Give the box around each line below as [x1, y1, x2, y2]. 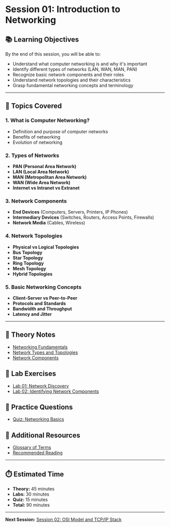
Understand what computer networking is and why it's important [12, 61, 148, 67]
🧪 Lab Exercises [5, 370, 57, 378]
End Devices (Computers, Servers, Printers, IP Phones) [12, 209, 128, 215]
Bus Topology [12, 249, 42, 255]
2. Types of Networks [5, 152, 60, 159]
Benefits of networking [12, 134, 61, 140]
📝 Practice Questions [5, 402, 73, 411]
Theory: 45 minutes [12, 485, 55, 492]
